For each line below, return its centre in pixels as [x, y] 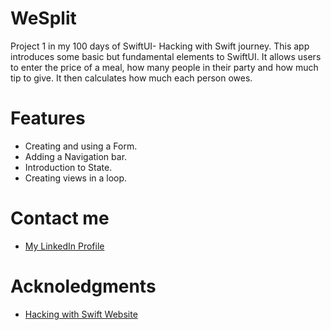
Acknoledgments [83, 286]
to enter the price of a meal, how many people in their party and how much [164, 67]
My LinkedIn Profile [64, 246]
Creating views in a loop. [76, 178]
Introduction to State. [68, 167]
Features [48, 118]
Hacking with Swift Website [81, 314]
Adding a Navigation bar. [76, 156]
